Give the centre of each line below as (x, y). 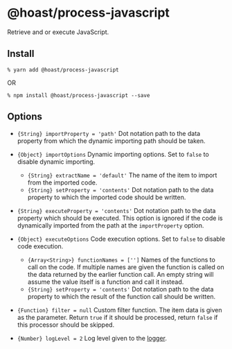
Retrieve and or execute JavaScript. (58, 32)
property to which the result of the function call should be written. (122, 296)
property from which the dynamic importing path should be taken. (111, 141)
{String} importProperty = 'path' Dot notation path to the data (109, 133)
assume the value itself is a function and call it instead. (106, 282)
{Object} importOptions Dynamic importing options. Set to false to (113, 154)
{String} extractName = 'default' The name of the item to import (122, 175)
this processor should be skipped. (66, 325)
